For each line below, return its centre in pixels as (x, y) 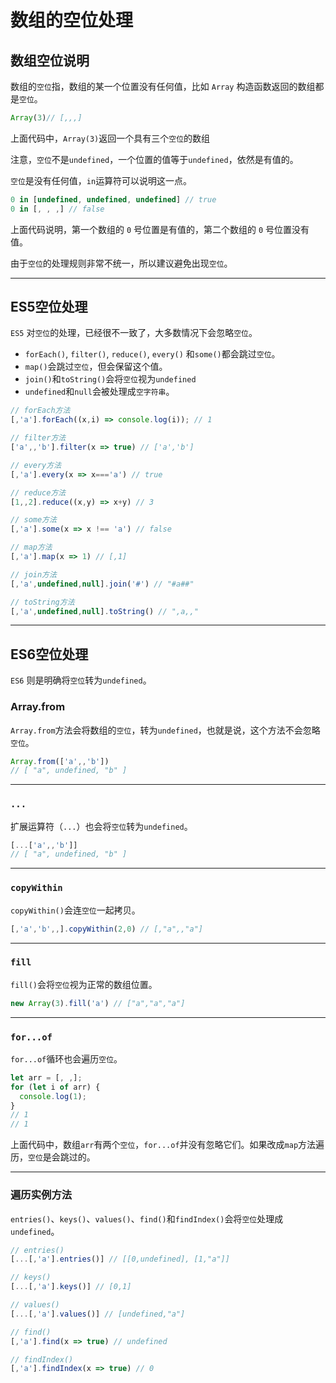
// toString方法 (42, 602)
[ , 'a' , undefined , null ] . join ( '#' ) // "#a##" (102, 584)
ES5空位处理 (49, 307)
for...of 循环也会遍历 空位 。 (66, 1058)
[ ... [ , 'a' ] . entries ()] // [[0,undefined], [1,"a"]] (120, 1259)
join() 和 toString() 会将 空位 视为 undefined (110, 379)
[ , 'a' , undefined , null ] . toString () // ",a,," (104, 611)
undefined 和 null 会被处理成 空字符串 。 (99, 392)
